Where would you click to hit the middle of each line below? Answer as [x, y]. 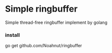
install [13, 35]
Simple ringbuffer [41, 9]
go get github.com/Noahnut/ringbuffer [44, 46]
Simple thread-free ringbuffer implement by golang [56, 22]
